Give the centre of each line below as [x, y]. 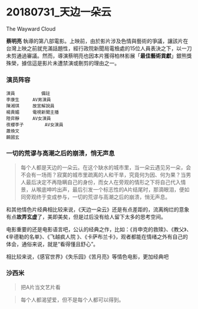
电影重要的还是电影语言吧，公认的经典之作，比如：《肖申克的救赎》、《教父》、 [99, 229]
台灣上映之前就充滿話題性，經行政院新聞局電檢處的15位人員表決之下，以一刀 [99, 48]
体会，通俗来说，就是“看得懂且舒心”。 [52, 244]
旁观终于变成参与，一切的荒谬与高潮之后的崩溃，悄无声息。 [98, 197]
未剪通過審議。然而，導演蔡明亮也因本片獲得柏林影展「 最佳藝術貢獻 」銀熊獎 [99, 55]
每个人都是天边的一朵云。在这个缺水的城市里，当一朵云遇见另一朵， [103, 167]
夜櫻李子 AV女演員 [35, 125]
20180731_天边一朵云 [59, 12]
